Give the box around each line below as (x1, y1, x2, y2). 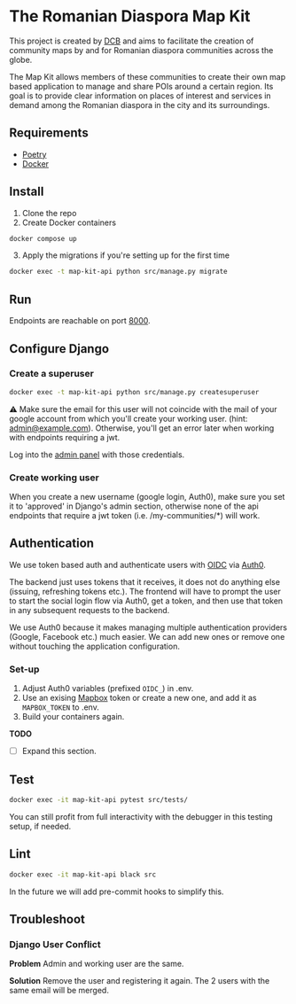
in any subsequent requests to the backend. (9, 604, 170, 615)
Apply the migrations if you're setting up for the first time (21, 250, 230, 261)
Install (9, 184, 44, 199)
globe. (9, 54, 33, 65)
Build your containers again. (21, 712, 125, 722)
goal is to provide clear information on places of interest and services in (9, 90, 272, 101)
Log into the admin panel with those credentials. (9, 449, 185, 460)
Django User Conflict (9, 938, 101, 950)
